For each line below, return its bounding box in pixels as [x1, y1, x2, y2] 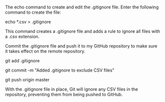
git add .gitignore [5, 58, 40, 63]
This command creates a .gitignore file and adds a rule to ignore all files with [5, 28, 161, 34]
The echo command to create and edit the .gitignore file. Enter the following [5, 4, 159, 10]
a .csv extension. [5, 34, 40, 39]
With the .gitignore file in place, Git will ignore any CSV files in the [5, 86, 138, 92]
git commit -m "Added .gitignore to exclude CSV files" [5, 67, 115, 73]
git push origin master [5, 77, 50, 82]
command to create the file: [5, 9, 62, 15]
